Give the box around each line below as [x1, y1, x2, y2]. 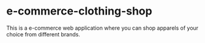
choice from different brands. [6, 30, 81, 38]
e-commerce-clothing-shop [6, 4, 152, 18]
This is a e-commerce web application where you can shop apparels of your [6, 24, 199, 31]
